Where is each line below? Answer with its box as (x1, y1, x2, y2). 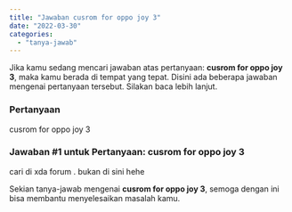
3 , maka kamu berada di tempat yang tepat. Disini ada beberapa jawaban (9, 72, 278, 83)
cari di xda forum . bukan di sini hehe (9, 166, 145, 176)
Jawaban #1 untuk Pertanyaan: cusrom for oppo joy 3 (9, 146, 245, 159)
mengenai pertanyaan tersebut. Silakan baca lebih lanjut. (9, 81, 218, 92)
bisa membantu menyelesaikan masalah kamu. (9, 192, 181, 203)
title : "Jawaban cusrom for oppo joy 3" (9, 12, 162, 22)
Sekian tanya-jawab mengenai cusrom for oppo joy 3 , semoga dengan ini (9, 183, 280, 194)
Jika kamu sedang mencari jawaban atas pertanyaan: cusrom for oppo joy (9, 62, 283, 73)
